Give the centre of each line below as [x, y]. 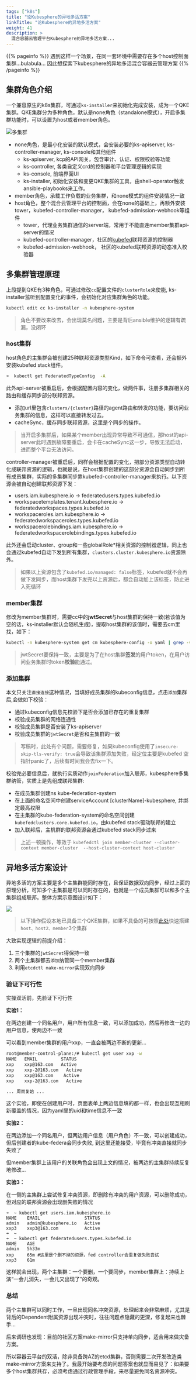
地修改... [16, 1170]
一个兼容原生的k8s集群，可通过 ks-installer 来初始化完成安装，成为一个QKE [98, 105]
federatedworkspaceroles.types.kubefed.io [66, 520]
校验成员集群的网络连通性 [45, 720]
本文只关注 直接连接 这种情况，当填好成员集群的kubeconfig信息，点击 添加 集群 [97, 692]
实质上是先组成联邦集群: [55, 781]
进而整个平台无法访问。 [48, 449]
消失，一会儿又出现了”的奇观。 [66, 1279]
